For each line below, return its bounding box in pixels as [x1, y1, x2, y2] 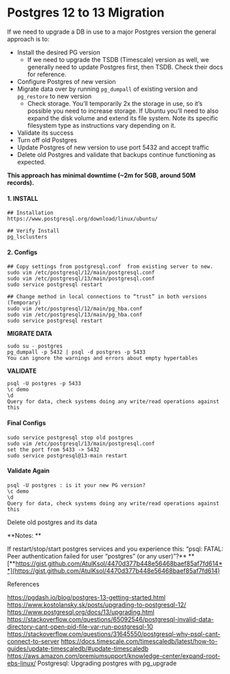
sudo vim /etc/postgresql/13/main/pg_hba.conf [7, 312, 143, 318]
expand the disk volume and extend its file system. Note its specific [27, 113, 218, 122]
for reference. [27, 70, 67, 78]
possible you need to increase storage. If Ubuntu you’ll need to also [27, 107, 219, 115]
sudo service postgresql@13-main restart [7, 452, 128, 459]
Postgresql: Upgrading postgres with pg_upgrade [37, 659, 177, 667]
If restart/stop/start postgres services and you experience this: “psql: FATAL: [7, 545, 224, 553]
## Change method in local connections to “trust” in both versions [7, 294, 207, 301]
